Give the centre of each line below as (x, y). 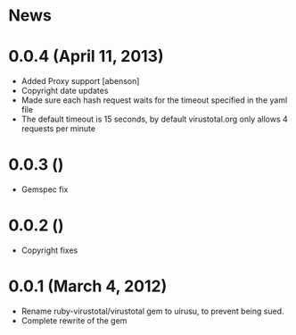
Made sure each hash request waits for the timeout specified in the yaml (154, 100)
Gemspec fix (45, 189)
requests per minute (58, 129)
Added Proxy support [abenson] (80, 81)
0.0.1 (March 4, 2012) (88, 286)
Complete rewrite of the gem (74, 320)
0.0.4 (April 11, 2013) (86, 57)
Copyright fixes (49, 250)
